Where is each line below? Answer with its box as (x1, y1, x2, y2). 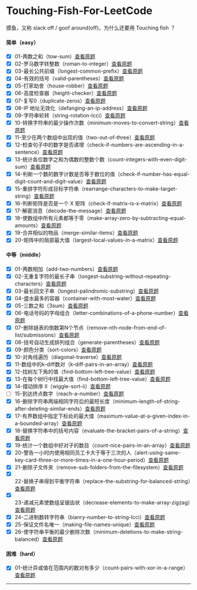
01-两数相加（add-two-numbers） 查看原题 (14, 265, 118, 272)
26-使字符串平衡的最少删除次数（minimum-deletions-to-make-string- (14, 528, 184, 535)
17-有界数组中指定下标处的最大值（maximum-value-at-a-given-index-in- (14, 412, 191, 419)
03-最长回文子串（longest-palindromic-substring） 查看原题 (14, 287, 159, 294)
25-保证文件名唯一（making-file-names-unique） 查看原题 (14, 521, 155, 528)
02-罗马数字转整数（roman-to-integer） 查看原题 (14, 60, 133, 67)
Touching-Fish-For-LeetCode (6, 4, 152, 18)
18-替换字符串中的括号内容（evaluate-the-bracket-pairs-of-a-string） (14, 427, 184, 434)
